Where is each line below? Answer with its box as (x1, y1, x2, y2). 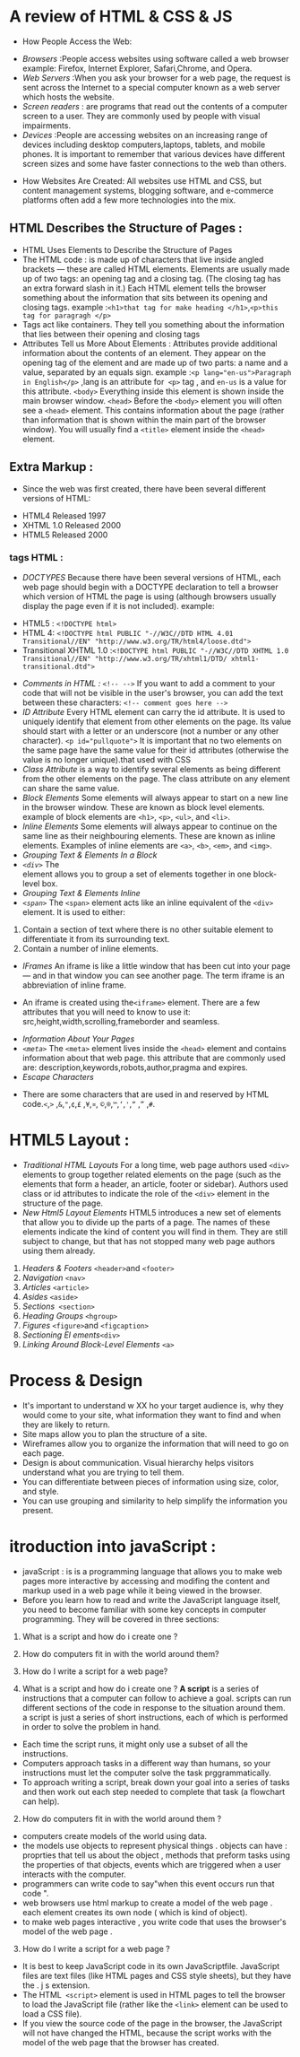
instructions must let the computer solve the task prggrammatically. (21, 1767, 271, 1778)
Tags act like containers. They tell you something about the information (21, 318, 285, 329)
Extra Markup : (9, 459, 94, 475)
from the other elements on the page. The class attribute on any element (21, 773, 291, 784)
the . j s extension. (21, 1980, 90, 1991)
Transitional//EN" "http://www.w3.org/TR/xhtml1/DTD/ (21, 654, 227, 663)
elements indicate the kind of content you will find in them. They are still (21, 1226, 288, 1237)
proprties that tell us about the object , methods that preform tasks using (21, 1850, 291, 1861)
